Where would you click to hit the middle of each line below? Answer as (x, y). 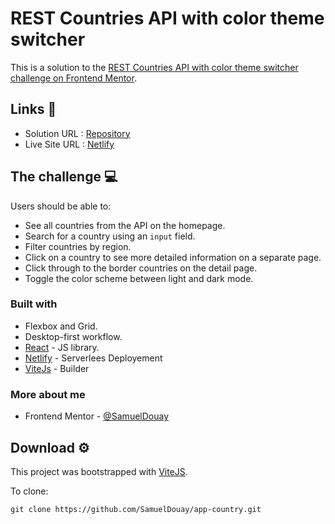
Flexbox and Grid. (61, 326)
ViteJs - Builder (57, 368)
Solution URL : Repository (77, 133)
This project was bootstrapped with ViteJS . (99, 471)
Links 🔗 (33, 109)
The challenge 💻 (64, 177)
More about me (48, 394)
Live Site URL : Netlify (69, 144)
